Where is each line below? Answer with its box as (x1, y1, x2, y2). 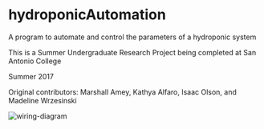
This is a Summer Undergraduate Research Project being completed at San (8, 47, 257, 57)
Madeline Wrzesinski (8, 95, 78, 105)
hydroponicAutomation (8, 6, 166, 24)
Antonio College (8, 56, 62, 66)
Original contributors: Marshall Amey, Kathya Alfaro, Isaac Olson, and (8, 87, 237, 97)
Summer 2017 (8, 71, 55, 81)
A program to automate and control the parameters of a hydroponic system (8, 32, 257, 42)
